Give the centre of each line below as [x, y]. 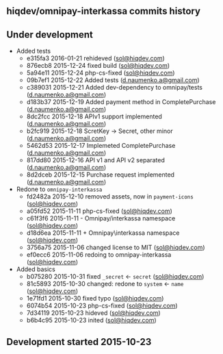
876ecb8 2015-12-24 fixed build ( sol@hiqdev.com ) [98, 66]
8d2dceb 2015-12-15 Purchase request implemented [101, 175]
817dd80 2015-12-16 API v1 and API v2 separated [96, 160]
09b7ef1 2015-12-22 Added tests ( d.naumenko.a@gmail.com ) [113, 80]
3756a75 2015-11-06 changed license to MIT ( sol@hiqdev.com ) [116, 248]
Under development [50, 35]
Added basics [36, 269]
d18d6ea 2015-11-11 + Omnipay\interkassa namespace [103, 233]
